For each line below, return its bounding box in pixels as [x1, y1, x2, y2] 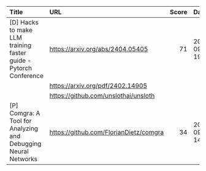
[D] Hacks [9, 18, 39, 26]
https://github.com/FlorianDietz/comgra [49, 128, 164, 136]
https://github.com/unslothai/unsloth [49, 92, 155, 100]
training [9, 41, 32, 49]
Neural [9, 147, 29, 155]
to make [9, 26, 32, 34]
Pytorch [9, 64, 32, 72]
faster [9, 49, 26, 57]
